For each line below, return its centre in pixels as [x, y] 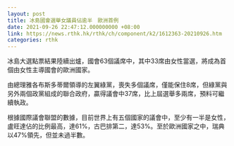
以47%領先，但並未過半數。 [48, 135]
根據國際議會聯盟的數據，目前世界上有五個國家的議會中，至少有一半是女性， [118, 118]
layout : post [26, 14]
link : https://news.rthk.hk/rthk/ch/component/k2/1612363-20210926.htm [115, 34]
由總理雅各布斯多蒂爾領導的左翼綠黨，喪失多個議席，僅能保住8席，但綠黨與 [117, 85]
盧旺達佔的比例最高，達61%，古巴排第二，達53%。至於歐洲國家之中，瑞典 [116, 126]
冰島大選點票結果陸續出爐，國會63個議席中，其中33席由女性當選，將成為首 [117, 61]
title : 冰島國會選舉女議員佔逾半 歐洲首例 [63, 20]
